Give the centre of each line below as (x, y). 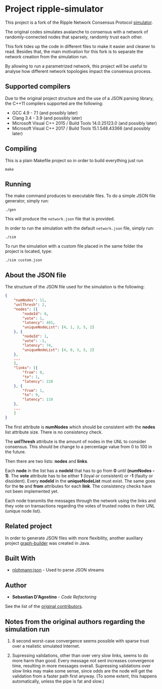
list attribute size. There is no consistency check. (54, 432)
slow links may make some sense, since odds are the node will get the (82, 671)
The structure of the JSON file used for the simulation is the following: (75, 287)
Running (18, 184)
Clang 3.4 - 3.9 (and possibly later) (47, 118)
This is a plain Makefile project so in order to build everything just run (74, 160)
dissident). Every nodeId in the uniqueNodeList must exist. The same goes (80, 481)
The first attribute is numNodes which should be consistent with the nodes (80, 427)
